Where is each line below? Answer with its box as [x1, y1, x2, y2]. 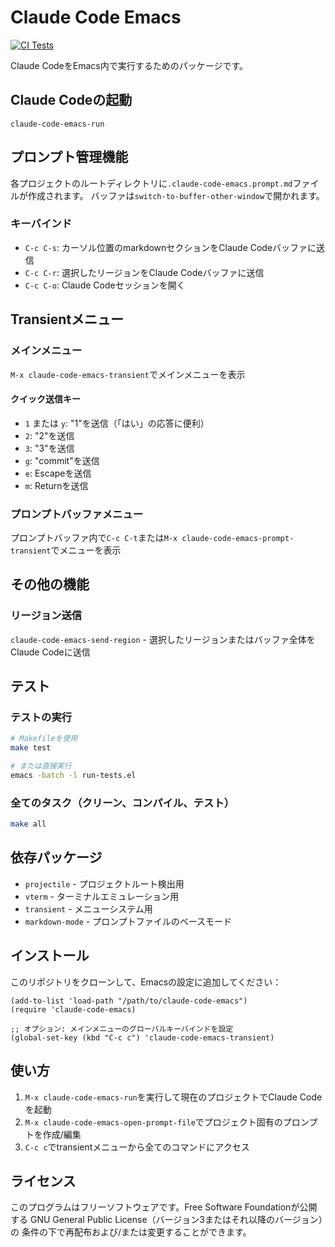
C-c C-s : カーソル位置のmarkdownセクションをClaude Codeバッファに [24, 241, 317, 253]
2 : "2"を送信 [24, 429, 75, 441]
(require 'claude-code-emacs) [10, 1004, 137, 1015]
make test [10, 743, 52, 753]
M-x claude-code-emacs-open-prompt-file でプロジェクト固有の [24, 1116, 283, 1128]
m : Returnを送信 [24, 479, 89, 491]
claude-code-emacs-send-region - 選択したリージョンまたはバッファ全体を [10, 633, 316, 645]
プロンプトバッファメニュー [10, 507, 144, 521]
